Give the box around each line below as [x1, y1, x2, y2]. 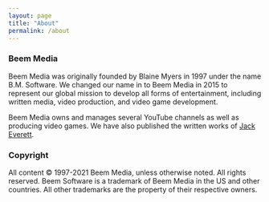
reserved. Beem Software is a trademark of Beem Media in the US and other [8, 176, 260, 185]
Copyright [8, 149, 49, 160]
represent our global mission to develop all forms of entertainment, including [8, 88, 262, 98]
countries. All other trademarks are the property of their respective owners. [8, 184, 258, 194]
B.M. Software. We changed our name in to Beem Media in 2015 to [8, 79, 228, 89]
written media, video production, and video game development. [8, 97, 218, 107]
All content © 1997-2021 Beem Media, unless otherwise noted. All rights [8, 168, 247, 177]
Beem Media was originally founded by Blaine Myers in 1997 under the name [8, 71, 262, 81]
